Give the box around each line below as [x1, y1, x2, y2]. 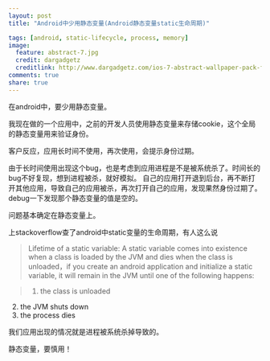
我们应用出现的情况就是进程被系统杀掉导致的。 [8, 326, 163, 336]
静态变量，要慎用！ [8, 343, 72, 354]
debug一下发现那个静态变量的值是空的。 [8, 193, 143, 203]
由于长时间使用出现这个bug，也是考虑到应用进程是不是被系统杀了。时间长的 [8, 162, 261, 173]
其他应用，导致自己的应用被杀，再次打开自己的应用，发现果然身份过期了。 [14, 183, 262, 193]
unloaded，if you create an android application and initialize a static [27, 261, 253, 271]
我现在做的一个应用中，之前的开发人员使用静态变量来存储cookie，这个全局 [8, 118, 256, 129]
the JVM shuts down [19, 302, 89, 311]
